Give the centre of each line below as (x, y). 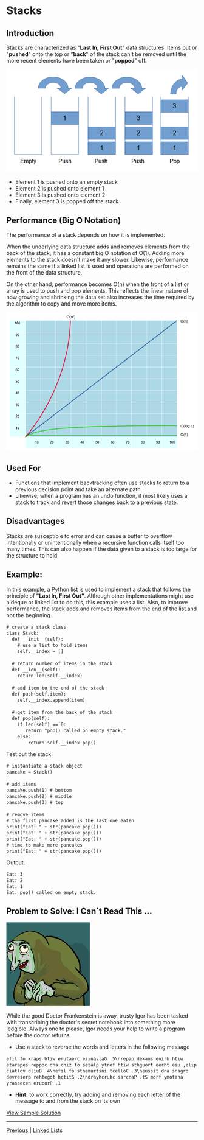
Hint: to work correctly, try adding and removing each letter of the (98, 1095)
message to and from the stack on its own (67, 1101)
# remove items (25, 814)
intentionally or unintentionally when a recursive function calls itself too (95, 542)
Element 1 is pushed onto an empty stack (66, 182)
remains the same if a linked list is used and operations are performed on (98, 266)
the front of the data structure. (44, 273)
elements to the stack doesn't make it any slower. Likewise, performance (97, 260)
